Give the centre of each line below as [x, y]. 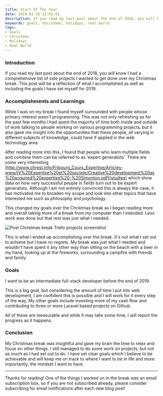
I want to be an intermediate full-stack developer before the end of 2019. [78, 281]
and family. [16, 258]
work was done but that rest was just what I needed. [57, 218]
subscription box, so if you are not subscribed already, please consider [76, 383]
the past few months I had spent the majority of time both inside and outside [81, 122]
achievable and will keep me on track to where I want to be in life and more [80, 359]
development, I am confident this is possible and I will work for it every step [81, 295]
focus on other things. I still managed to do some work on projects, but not [80, 348]
